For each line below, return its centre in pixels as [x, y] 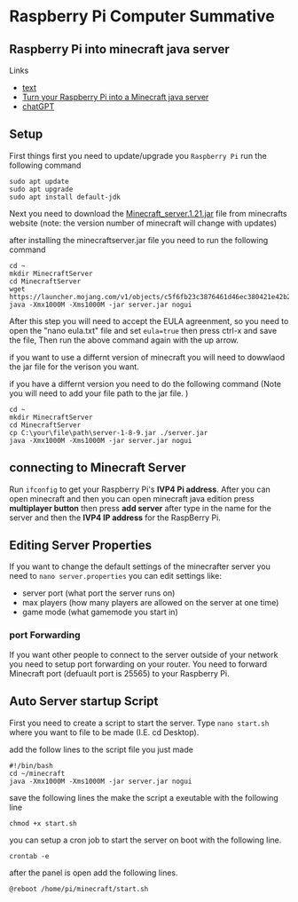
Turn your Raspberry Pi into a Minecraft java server [115, 97]
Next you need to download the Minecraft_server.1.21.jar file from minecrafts [148, 213]
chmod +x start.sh [43, 823]
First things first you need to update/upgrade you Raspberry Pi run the [138, 155]
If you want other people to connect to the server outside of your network [144, 654]
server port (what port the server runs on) [98, 593]
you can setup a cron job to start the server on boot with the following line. [145, 840]
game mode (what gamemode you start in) [100, 612]
